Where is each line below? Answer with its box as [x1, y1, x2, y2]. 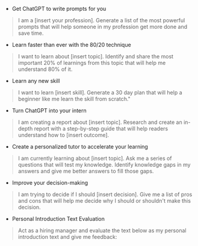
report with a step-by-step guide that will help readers [34, 125, 169, 132]
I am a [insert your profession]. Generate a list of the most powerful [17, 17, 185, 23]
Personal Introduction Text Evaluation [11, 215, 105, 222]
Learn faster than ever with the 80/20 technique [11, 42, 131, 48]
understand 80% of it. [17, 66, 73, 73]
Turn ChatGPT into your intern [11, 107, 87, 114]
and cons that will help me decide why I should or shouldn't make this [17, 197, 191, 204]
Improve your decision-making [11, 179, 88, 186]
